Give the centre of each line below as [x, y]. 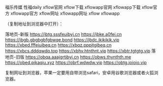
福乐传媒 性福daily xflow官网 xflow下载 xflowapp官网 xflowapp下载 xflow [79, 7]
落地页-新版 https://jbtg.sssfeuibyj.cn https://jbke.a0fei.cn [63, 34]
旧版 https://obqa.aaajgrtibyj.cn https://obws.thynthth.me [73, 57]
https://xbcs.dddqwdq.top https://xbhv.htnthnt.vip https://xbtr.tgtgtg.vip [78, 51]
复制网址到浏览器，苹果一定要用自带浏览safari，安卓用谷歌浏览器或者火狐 [80, 72]
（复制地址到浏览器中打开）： [34, 24]
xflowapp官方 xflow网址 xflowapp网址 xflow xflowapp [65, 13]
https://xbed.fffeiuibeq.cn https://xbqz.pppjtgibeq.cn [58, 45]
